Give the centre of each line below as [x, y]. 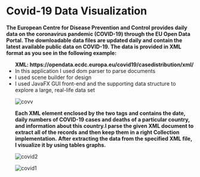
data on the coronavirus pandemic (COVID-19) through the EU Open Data [99, 33]
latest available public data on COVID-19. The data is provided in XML [94, 47]
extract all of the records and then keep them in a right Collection [97, 132]
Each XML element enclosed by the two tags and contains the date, [100, 113]
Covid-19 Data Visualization [77, 11]
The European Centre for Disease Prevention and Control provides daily [97, 28]
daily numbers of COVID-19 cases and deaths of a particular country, [102, 119]
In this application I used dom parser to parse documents [85, 71]
